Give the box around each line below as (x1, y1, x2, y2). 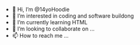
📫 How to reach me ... (12, 32, 69, 39)
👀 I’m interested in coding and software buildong (12, 12, 134, 19)
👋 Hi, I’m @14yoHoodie (12, 6, 70, 13)
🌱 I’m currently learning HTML (12, 19, 88, 26)
